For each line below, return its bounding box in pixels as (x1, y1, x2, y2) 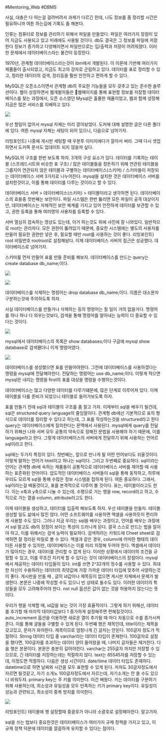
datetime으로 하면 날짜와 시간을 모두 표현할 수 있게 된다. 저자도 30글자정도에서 (5, 664, 157, 670)
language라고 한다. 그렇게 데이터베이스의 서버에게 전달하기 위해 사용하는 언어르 (5, 435, 159, 441)
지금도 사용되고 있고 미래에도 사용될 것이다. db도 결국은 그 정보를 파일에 (10, 37, 149, 43)
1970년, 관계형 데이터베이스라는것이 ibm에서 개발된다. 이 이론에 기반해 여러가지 (5, 60, 158, 66)
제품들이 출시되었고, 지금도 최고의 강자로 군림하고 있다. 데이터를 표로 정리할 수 (5, 66, 156, 72)
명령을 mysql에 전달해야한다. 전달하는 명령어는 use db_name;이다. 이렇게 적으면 (5, 370, 161, 376)
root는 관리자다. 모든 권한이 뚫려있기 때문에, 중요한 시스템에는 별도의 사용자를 (10, 225, 160, 231)
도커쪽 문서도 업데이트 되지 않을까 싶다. (18, 144, 94, 150)
